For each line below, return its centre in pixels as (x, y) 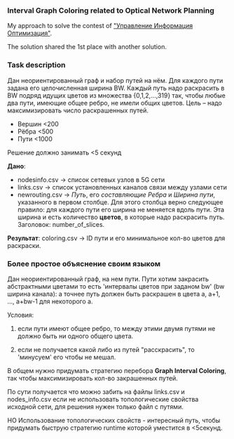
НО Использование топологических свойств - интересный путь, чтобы (114, 420)
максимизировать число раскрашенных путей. (78, 110)
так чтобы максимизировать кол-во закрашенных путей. (93, 378)
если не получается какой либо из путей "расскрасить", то (106, 349)
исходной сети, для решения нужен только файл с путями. (95, 407)
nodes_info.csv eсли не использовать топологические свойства (103, 399)
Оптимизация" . (30, 33)
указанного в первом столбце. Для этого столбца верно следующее (120, 202)
